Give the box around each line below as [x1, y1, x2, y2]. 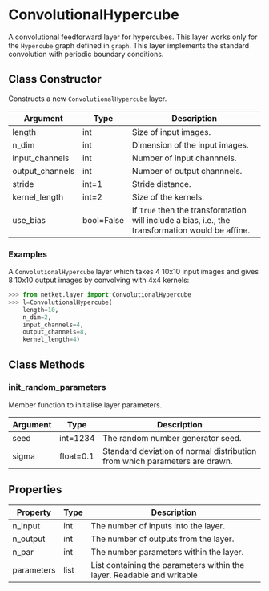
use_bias [12, 214, 46, 225]
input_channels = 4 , [22, 321, 84, 329]
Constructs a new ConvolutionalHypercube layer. [8, 94, 167, 103]
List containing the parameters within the [90, 559, 245, 570]
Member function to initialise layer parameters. [8, 399, 163, 410]
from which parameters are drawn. [102, 455, 233, 467]
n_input [12, 520, 41, 531]
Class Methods [8, 358, 86, 371]
